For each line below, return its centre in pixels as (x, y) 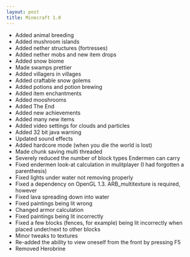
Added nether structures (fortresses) (61, 48)
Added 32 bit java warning (48, 132)
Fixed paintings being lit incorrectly (59, 216)
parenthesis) (31, 171)
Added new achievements (48, 113)
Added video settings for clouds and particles (72, 125)
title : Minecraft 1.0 (34, 18)
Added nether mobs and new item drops (66, 54)
